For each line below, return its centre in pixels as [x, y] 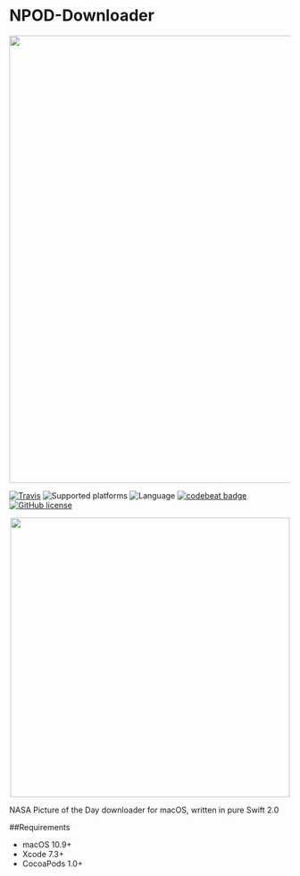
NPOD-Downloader [82, 16]
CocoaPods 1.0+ [52, 863]
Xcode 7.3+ [43, 854]
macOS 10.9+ [47, 844]
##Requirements [40, 827]
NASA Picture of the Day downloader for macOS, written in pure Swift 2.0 [144, 810]
